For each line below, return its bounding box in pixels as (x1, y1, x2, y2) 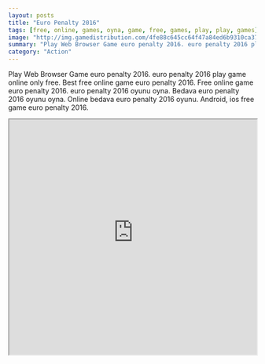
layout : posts (8, 11, 55, 20)
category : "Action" (8, 48, 72, 56)
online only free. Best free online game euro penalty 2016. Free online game (8, 78, 254, 87)
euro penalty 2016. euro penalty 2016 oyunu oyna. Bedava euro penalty (8, 86, 240, 95)
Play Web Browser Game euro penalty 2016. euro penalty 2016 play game (8, 70, 246, 78)
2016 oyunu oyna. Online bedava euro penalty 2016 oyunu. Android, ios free (8, 95, 255, 104)
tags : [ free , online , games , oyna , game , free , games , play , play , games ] (8, 26, 259, 34)
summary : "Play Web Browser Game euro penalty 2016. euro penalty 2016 (8, 41, 248, 49)
